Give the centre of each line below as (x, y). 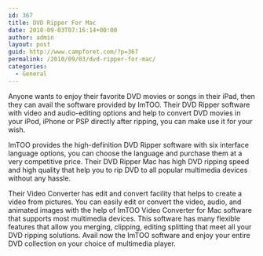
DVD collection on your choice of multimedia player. (92, 243)
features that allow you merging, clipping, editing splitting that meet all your (130, 227)
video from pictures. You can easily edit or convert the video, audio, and (125, 202)
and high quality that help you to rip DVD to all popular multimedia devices (128, 170)
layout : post (29, 45)
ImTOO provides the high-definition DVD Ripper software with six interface (129, 144)
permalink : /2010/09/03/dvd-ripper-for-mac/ (82, 60)
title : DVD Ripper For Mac (52, 23)
